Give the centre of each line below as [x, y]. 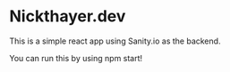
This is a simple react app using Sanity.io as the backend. [115, 41]
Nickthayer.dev [68, 16]
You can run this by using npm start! [76, 58]
